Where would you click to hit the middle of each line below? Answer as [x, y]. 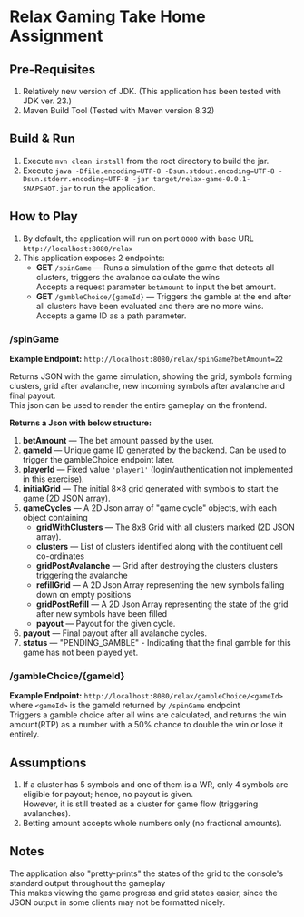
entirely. [25, 734]
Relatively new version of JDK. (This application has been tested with [152, 91]
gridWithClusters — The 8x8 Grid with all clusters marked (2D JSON [165, 527]
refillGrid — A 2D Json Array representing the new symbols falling [160, 585]
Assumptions [48, 762]
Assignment [56, 36]
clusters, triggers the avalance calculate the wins [128, 277]
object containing [55, 517]
